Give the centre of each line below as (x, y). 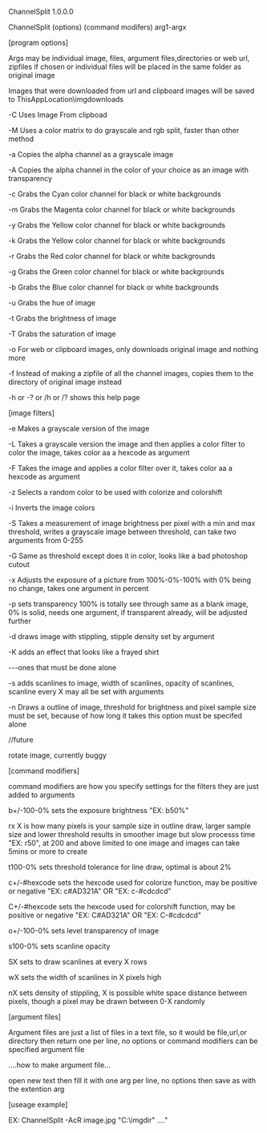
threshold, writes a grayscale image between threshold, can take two (122, 532)
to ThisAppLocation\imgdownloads (66, 99)
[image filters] (31, 413)
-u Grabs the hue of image (52, 303)
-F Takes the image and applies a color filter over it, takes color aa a (120, 468)
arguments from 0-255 (46, 540)
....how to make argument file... (59, 1065)
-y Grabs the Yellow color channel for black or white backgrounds (117, 225)
